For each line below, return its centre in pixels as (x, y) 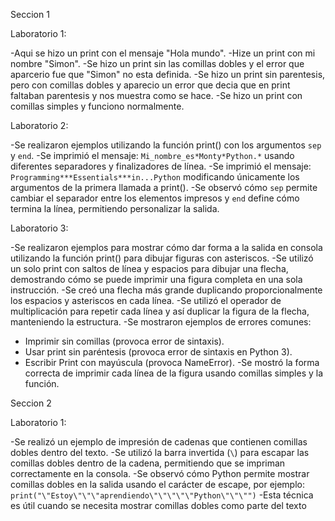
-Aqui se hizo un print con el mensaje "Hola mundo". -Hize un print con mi (163, 53)
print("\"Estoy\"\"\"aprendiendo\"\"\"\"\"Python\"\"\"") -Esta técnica (162, 495)
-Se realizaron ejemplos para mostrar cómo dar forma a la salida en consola (166, 247)
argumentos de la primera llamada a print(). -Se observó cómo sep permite (164, 187)
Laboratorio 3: (39, 228)
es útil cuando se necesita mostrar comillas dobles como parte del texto (158, 505)
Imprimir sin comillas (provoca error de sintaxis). (124, 341)
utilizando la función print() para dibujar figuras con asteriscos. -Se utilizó (162, 258)
